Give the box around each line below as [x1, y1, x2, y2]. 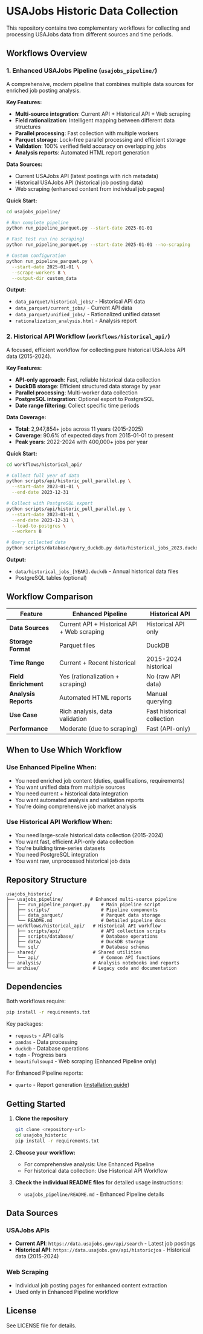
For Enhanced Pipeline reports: [6, 1069, 83, 1077]
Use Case [9, 711, 38, 719]
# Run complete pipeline [6, 219, 69, 225]
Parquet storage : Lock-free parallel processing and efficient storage [14, 136, 186, 143]
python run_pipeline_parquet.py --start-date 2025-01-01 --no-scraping [6, 242, 190, 248]
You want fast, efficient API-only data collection [14, 838, 134, 845]
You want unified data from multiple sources [14, 783, 126, 791]
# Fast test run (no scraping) [6, 236, 85, 242]
